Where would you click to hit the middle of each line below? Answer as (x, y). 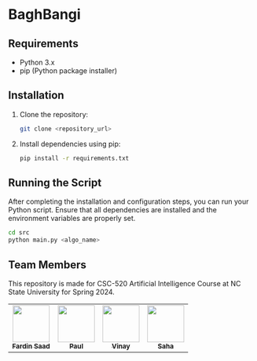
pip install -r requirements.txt (74, 158)
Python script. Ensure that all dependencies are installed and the (113, 210)
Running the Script (55, 182)
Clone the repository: (54, 114)
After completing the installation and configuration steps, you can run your (128, 201)
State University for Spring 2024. (62, 292)
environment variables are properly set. (72, 219)
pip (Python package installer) (68, 71)
